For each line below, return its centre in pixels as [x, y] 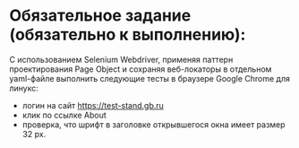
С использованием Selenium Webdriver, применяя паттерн [121, 59]
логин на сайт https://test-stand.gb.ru [93, 105]
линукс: [24, 88]
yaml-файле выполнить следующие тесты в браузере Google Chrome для [150, 78]
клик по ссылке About [64, 115]
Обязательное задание [100, 16]
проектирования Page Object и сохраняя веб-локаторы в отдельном [141, 69]
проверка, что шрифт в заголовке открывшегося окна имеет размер [154, 124]
